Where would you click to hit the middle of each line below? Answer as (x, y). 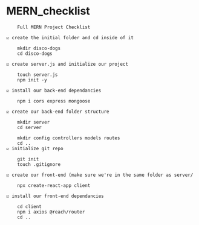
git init (28, 159)
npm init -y (32, 80)
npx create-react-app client (54, 185)
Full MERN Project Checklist (54, 27)
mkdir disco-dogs (39, 48)
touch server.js (38, 74)
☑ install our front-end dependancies (55, 196)
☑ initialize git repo (35, 148)
